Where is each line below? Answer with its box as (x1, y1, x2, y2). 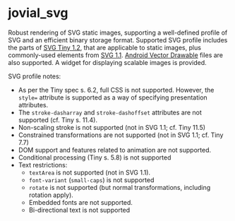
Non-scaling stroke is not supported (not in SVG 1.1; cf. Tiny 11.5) (18, 123, 206, 131)
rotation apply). (28, 191, 73, 199)
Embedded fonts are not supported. (28, 198, 133, 206)
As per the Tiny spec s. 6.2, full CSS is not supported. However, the (18, 85, 215, 94)
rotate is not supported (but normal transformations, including (28, 183, 211, 191)
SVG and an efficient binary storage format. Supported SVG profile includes (8, 35, 228, 44)
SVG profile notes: (8, 72, 61, 80)
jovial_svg (8, 5, 68, 21)
